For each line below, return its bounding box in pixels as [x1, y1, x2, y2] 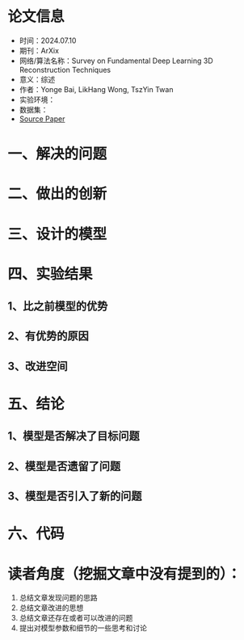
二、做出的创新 [7, 185, 107, 203]
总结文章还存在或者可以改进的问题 [19, 613, 133, 623]
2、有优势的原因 [7, 329, 90, 343]
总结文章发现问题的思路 [19, 593, 98, 603]
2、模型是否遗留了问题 [7, 459, 121, 473]
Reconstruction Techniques [19, 65, 111, 74]
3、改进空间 [7, 359, 68, 373]
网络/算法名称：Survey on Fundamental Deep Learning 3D [19, 56, 213, 65]
